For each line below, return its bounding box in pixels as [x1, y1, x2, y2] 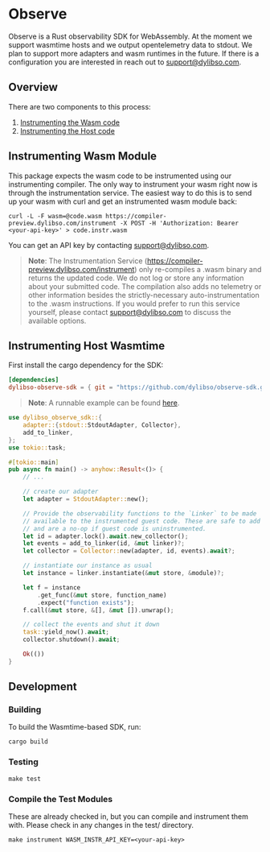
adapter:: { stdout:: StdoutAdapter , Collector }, [22, 421, 182, 429]
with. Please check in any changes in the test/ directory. [8, 821, 194, 830]
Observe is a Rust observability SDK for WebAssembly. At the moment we [8, 31, 253, 41]
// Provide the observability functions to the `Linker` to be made [22, 509, 257, 518]
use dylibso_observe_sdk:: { [8, 414, 103, 422]
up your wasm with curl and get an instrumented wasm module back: [8, 196, 238, 206]
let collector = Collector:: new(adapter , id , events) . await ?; [22, 547, 235, 556]
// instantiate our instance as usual [22, 561, 153, 570]
